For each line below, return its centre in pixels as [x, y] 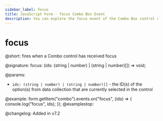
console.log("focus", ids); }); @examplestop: [49, 104]
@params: [15, 75]
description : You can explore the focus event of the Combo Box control [80, 18]
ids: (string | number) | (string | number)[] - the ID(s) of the [77, 84]
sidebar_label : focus [27, 9]
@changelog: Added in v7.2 [33, 113]
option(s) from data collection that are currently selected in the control [82, 89]
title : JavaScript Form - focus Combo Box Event [55, 14]
